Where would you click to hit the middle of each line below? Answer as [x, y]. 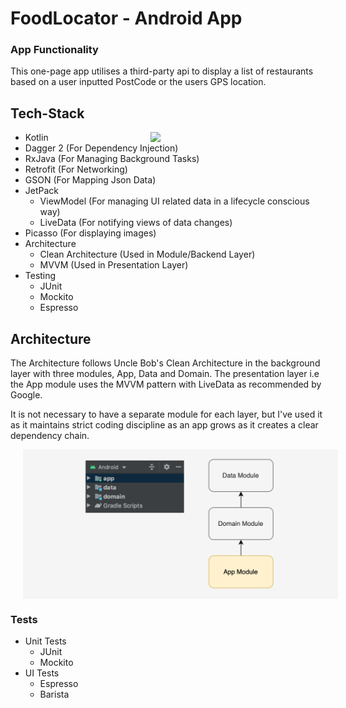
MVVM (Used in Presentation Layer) [114, 265]
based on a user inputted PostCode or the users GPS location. [138, 82]
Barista [54, 694]
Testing [40, 276]
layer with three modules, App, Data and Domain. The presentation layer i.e [165, 374]
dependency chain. [50, 436]
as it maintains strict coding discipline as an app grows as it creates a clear [164, 425]
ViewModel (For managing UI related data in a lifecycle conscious [174, 201]
